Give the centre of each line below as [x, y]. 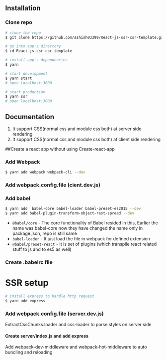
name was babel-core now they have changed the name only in [78, 228]
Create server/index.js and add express [47, 336]
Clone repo [19, 22]
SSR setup [27, 283]
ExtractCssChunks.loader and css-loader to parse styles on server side [78, 325]
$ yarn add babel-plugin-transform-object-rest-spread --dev [70, 213]
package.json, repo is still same [44, 233]
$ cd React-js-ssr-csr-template [39, 51]
